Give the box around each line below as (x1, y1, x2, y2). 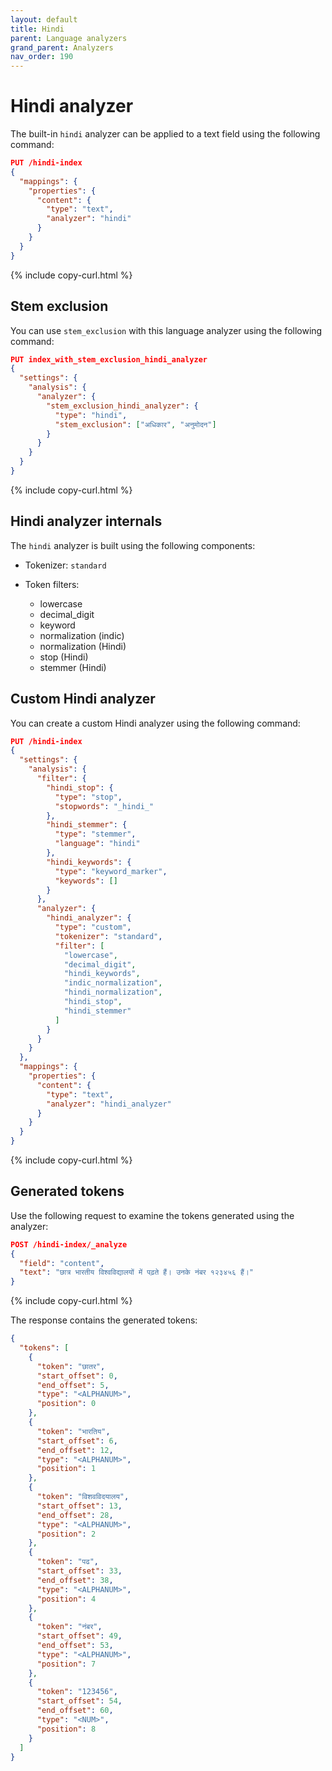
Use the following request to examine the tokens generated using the (10, 1209, 295, 1221)
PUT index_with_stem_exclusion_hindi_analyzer (10, 354, 208, 365)
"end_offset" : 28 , (36, 1510, 114, 1520)
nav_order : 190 (10, 52, 74, 62)
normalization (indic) (39, 629, 125, 641)
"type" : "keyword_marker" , (54, 866, 168, 876)
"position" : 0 (36, 1399, 97, 1409)
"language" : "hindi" (54, 839, 141, 849)
